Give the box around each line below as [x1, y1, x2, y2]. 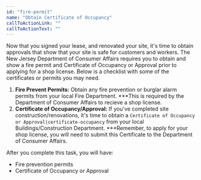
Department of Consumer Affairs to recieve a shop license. [15, 99, 162, 106]
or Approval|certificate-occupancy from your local [15, 118, 144, 126]
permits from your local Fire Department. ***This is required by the [15, 92, 185, 100]
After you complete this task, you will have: [6, 149, 114, 156]
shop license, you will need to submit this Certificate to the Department [15, 131, 193, 138]
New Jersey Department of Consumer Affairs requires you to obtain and [6, 55, 186, 62]
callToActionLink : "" [6, 20, 61, 26]
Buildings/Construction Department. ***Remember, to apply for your [15, 124, 188, 132]
